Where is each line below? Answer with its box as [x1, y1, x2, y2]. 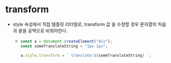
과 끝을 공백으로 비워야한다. [12, 27, 68, 34]
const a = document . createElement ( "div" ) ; [20, 38, 113, 44]
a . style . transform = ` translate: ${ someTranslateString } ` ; [20, 53, 152, 58]
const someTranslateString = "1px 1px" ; [20, 44, 108, 49]
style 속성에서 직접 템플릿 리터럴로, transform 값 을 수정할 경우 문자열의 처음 [12, 21, 166, 27]
